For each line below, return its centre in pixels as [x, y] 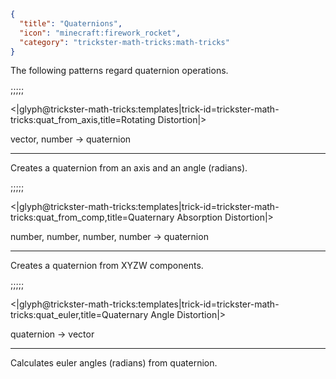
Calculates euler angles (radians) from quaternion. [114, 363]
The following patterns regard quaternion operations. [119, 71]
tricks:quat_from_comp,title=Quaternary [92, 217]
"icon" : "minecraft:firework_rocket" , [100, 33]
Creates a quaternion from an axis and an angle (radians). [129, 168]
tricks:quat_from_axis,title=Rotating [83, 120]
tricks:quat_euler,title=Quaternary [79, 315]
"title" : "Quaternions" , [71, 23]
